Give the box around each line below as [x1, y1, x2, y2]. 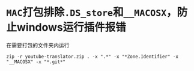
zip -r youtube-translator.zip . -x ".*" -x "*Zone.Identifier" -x [6, 54, 179, 60]
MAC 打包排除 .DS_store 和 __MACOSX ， [6, 5, 177, 19]
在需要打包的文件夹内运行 [6, 42, 70, 49]
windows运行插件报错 [17, 20, 126, 34]
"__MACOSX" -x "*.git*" [6, 58, 66, 65]
